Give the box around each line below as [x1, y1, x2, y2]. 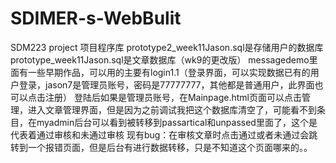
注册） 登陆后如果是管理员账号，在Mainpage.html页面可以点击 [44, 91, 302, 103]
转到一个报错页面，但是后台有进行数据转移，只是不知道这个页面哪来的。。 [10, 141, 313, 153]
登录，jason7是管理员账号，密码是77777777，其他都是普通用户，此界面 [18, 78, 315, 91]
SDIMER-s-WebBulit [10, 7, 182, 30]
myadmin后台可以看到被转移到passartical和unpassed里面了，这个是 [36, 116, 318, 128]
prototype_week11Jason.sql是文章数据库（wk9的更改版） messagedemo [10, 53, 310, 66]
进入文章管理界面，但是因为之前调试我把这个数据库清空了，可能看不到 [27, 103, 317, 116]
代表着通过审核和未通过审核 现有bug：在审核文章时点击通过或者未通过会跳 [10, 128, 318, 141]
